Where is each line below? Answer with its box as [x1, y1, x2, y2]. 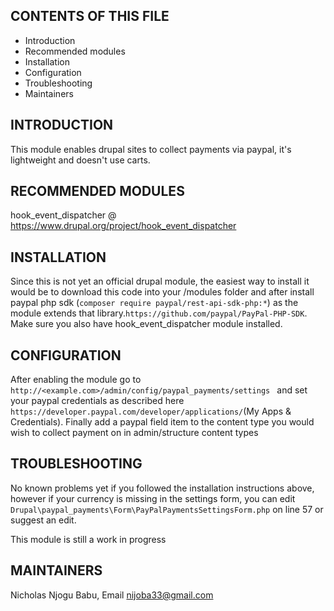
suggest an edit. [10, 514, 77, 526]
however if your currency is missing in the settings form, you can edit [10, 492, 296, 504]
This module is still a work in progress [10, 533, 167, 545]
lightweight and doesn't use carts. [10, 154, 151, 166]
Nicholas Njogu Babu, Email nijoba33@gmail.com [10, 589, 214, 601]
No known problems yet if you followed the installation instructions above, [10, 482, 315, 494]
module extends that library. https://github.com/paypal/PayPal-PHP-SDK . [10, 307, 308, 319]
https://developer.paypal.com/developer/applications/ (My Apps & [10, 405, 292, 418]
